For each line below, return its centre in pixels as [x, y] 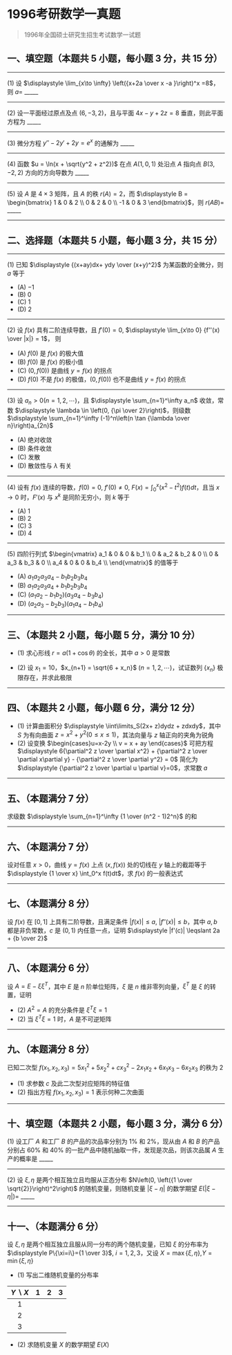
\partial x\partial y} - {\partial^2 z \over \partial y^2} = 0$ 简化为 [107, 759]
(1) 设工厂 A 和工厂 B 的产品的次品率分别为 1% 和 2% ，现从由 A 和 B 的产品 [114, 1141]
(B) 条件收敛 [35, 449]
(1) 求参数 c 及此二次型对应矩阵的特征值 [73, 1083]
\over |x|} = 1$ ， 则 [34, 339]
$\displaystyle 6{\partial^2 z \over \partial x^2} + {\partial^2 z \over [112, 751]
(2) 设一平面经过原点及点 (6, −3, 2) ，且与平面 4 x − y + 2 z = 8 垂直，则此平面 [115, 113]
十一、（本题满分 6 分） [56, 1226]
